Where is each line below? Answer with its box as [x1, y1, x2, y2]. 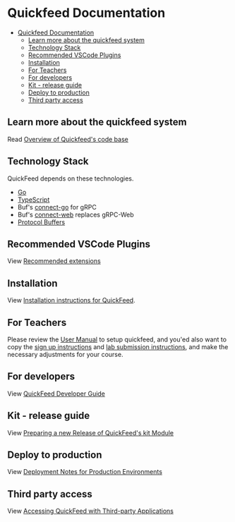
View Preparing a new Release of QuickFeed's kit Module [7, 428, 174, 437]
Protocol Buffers [17, 217, 66, 226]
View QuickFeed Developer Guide [7, 389, 106, 398]
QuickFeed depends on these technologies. [7, 174, 134, 183]
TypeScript [17, 195, 50, 204]
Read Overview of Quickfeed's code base [7, 135, 128, 143]
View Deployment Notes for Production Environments [7, 468, 162, 476]
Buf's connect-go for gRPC [17, 202, 97, 211]
